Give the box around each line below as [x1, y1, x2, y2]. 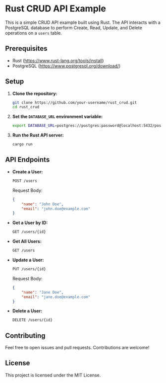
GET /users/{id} [12, 230, 46, 234]
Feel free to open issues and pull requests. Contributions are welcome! [5, 345, 150, 351]
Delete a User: [12, 308, 43, 314]
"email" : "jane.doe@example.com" [21, 294, 91, 300]
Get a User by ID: [12, 220, 48, 226]
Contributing [5, 331, 46, 340]
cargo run [12, 142, 33, 147]
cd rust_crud [12, 105, 40, 110]
